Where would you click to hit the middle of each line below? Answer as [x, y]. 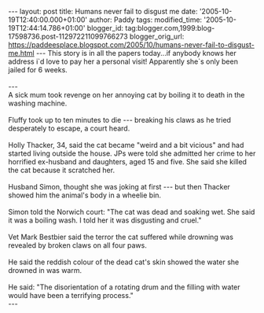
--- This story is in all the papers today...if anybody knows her [136, 53]
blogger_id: [105, 28]
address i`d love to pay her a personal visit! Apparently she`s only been [123, 61]
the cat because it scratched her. [62, 170]
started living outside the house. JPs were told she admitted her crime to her [132, 153]
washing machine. [38, 103]
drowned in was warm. [45, 270]
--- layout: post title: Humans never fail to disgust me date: [103, 11]
